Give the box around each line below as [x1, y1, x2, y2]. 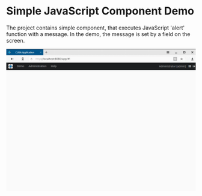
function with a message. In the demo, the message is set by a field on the [6, 30, 191, 37]
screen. [6, 37, 25, 44]
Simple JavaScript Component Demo [6, 4, 194, 18]
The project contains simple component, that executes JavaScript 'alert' [6, 24, 185, 31]
